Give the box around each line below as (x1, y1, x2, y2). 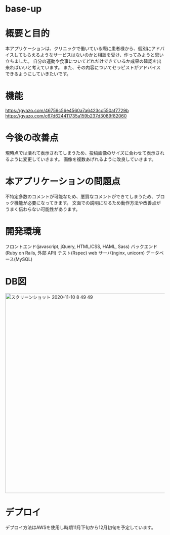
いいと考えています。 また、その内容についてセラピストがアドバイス (18, 64, 161, 71)
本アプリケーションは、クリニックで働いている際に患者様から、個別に (5, 46, 152, 52)
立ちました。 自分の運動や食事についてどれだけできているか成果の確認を (5, 58, 157, 64)
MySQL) (15, 256, 33, 262)
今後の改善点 (5, 132, 59, 144)
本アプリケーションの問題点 (5, 176, 120, 187)
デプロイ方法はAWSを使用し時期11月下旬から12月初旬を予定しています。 (5, 524, 156, 530)
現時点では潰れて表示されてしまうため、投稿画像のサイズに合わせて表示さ (5, 150, 160, 156)
